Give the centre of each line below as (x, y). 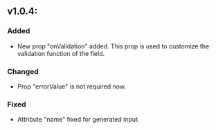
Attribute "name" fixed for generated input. (78, 120)
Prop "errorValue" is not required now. (72, 86)
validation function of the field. (61, 53)
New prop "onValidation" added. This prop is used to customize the (113, 46)
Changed (23, 71)
